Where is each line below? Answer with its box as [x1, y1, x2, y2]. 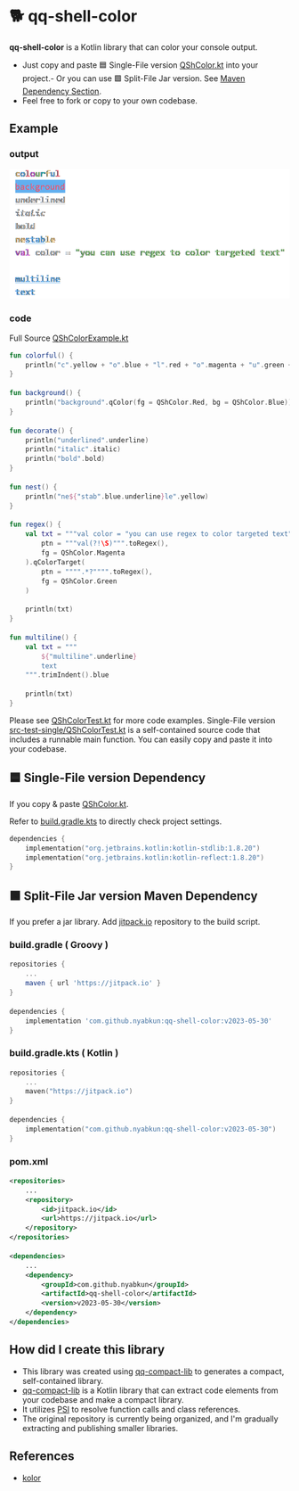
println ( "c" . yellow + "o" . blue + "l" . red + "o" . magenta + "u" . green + [25, 360, 293, 369]
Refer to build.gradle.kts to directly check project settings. [9, 816, 222, 827]
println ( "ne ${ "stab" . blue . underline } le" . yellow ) [25, 491, 209, 501]
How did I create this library [9, 1342, 166, 1357]
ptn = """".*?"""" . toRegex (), [41, 567, 153, 576]
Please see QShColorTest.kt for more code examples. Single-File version [9, 714, 276, 726]
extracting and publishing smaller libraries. [21, 1422, 179, 1433]
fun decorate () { [9, 426, 74, 435]
